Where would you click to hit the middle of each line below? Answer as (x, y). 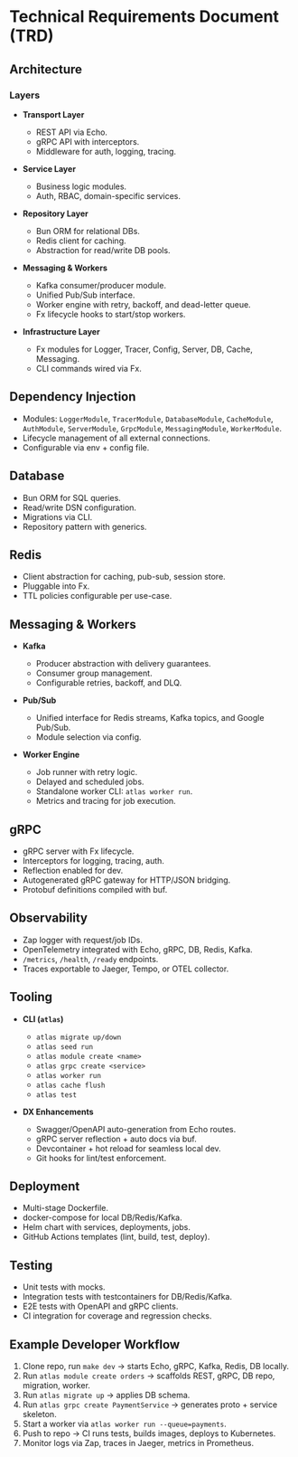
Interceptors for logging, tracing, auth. (93, 860)
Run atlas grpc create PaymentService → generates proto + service (150, 1405)
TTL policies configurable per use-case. (97, 596)
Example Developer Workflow (95, 1344)
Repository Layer (55, 213)
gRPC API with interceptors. (88, 141)
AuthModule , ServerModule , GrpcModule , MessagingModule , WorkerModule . (152, 428)
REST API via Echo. (72, 132)
